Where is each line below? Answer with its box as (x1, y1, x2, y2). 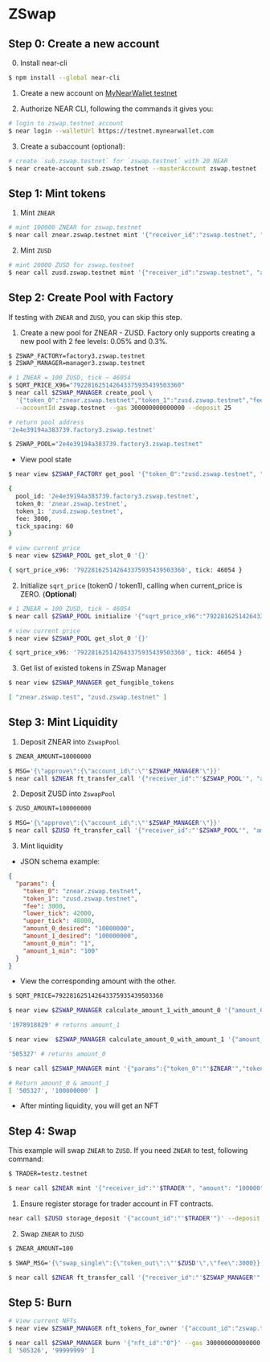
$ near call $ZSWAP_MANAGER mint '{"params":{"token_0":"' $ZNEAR (8, 1065, 231, 1073)
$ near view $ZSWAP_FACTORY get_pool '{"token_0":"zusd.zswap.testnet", (8, 470, 257, 478)
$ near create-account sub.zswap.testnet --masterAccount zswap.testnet (8, 164, 257, 173)
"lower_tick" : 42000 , (22, 909, 95, 917)
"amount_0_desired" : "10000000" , (22, 925, 135, 933)
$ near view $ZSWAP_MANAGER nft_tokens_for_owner (8, 1324, 178, 1333)
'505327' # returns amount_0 (8, 1050, 106, 1058)
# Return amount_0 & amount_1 (8, 1079, 110, 1087)
